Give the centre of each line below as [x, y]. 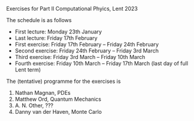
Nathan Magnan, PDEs [43, 93]
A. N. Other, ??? [34, 106]
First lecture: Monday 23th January [58, 32]
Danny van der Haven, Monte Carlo [58, 112]
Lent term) [28, 70]
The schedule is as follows [39, 20]
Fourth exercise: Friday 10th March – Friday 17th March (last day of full [101, 63]
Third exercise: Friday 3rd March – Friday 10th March [80, 57]
